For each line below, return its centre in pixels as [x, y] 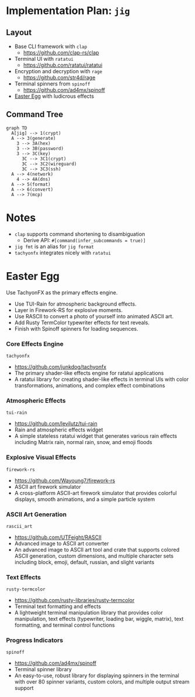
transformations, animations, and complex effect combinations [90, 385]
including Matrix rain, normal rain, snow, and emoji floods [83, 442]
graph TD [17, 128]
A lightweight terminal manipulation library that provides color [89, 613]
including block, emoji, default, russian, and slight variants [84, 562]
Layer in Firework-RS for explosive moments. [68, 310]
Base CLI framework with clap [51, 46]
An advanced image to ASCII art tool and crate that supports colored [97, 550]
